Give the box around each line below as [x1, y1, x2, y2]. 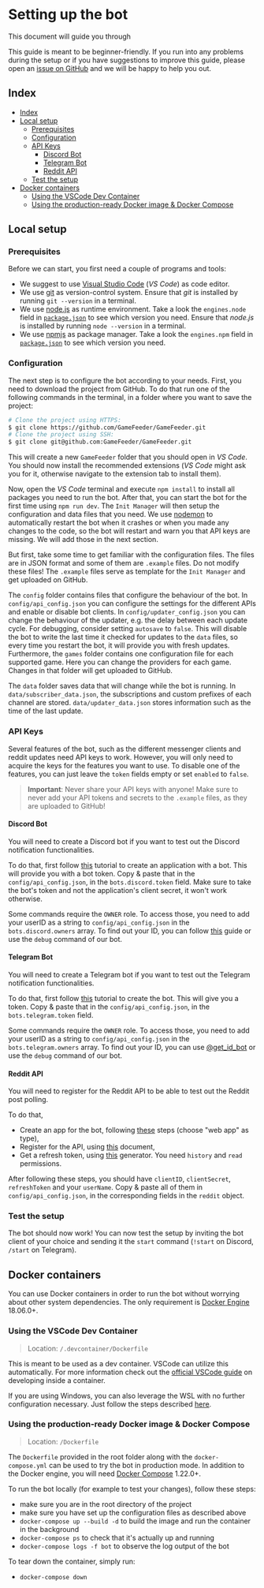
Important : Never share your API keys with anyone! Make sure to [27, 784, 239, 794]
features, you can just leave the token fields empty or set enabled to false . [8, 769, 250, 779]
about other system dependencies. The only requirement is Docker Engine [8, 1298, 250, 1307]
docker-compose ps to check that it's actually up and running [19, 1533, 215, 1542]
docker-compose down [19, 1573, 87, 1581]
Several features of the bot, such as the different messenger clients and [8, 744, 242, 753]
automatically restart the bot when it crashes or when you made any [8, 518, 230, 528]
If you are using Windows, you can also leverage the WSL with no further [8, 1391, 246, 1400]
